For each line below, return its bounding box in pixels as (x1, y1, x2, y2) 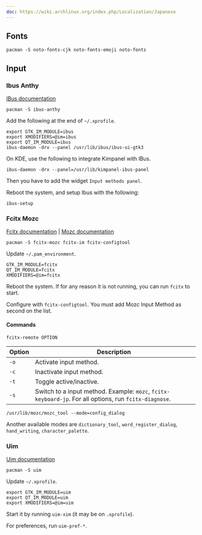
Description (96, 347, 131, 356)
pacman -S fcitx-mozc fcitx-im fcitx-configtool (6, 240, 130, 246)
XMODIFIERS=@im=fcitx (6, 272, 61, 278)
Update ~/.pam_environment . (6, 250, 76, 257)
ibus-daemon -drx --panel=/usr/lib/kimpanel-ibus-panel (6, 167, 149, 173)
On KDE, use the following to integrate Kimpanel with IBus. (6, 155, 151, 162)
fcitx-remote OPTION (6, 334, 58, 340)
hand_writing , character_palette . (6, 427, 89, 434)
